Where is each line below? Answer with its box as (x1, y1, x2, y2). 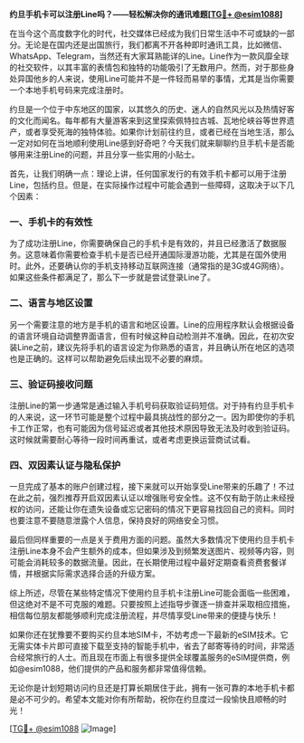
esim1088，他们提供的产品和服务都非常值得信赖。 (24, 663, 212, 674)
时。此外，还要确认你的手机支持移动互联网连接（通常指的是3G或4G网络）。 (9, 261, 290, 271)
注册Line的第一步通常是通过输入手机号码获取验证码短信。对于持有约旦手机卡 (9, 400, 295, 411)
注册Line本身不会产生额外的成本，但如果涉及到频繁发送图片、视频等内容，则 (9, 546, 295, 557)
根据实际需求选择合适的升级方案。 (33, 568, 160, 579)
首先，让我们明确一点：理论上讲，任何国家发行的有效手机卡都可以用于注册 (9, 168, 287, 179)
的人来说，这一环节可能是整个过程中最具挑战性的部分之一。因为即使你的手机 (9, 411, 295, 422)
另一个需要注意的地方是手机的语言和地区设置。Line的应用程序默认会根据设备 (9, 319, 295, 329)
